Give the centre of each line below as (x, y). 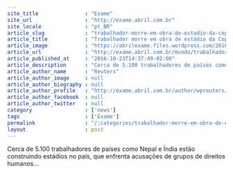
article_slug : (48, 33)
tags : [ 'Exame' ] (63, 116)
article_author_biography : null (55, 84)
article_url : (48, 53)
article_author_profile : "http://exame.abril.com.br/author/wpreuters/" (119, 91)
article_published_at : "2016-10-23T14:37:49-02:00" (91, 59)
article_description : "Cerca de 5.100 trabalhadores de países (110, 65)
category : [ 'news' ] (62, 110)
